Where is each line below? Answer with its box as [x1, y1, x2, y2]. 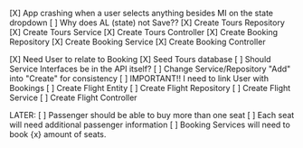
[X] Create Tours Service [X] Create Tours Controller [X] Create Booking [9, 27, 279, 37]
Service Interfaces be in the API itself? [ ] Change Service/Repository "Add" [9, 63, 291, 74]
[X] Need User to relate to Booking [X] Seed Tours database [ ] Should [9, 54, 271, 64]
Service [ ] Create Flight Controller [9, 92, 137, 103]
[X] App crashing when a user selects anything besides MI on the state [9, 8, 274, 18]
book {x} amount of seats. [9, 129, 107, 139]
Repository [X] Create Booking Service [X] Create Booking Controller [9, 36, 266, 47]
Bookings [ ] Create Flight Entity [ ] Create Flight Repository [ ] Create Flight [9, 83, 291, 93]
